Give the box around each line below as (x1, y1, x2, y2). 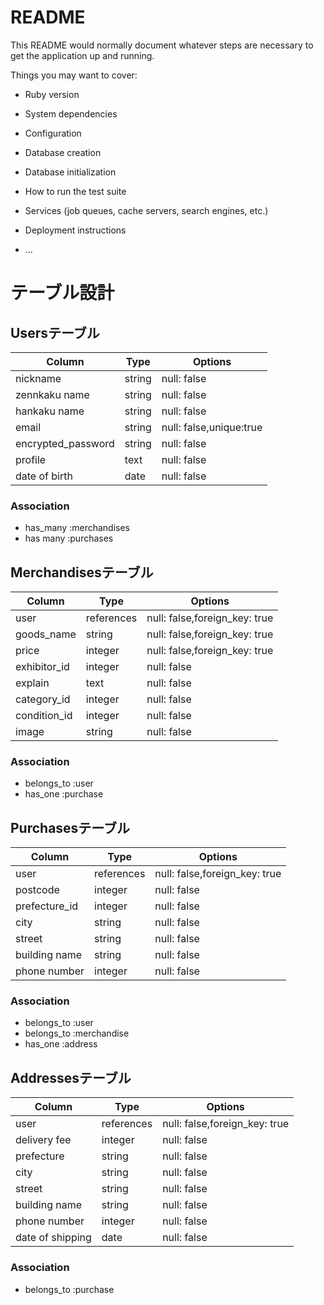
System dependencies (24, 107, 118, 120)
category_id (15, 692, 71, 706)
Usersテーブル (10, 324, 100, 341)
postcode (15, 883, 60, 897)
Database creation (24, 146, 102, 158)
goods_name (15, 627, 77, 641)
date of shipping (15, 1231, 92, 1245)
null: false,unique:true (161, 420, 263, 434)
